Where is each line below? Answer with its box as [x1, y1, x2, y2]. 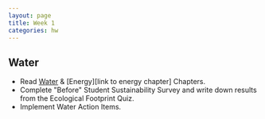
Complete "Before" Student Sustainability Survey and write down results [19, 85, 257, 95]
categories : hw [8, 26, 59, 34]
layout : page [8, 11, 52, 20]
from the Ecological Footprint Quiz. [19, 94, 134, 103]
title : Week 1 [8, 19, 56, 27]
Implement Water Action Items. [19, 102, 122, 112]
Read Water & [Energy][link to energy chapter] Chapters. [19, 77, 206, 86]
